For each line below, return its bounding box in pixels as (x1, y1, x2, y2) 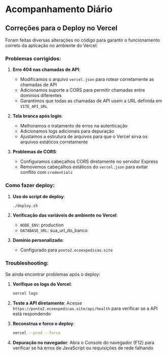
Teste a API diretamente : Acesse (12, 300, 82, 306)
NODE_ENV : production (20, 222, 64, 228)
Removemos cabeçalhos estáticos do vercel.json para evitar (20, 164, 148, 170)
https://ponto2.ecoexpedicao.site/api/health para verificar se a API (12, 305, 158, 312)
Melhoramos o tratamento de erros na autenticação (20, 123, 128, 129)
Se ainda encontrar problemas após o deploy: (5, 271, 100, 277)
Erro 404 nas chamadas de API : (12, 67, 81, 73)
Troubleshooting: (5, 259, 49, 266)
